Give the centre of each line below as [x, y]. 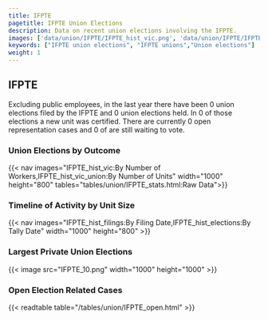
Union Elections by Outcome [65, 150]
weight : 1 [25, 53]
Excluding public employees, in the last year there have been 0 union [122, 104]
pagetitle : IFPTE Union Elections [66, 23]
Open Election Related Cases [65, 290]
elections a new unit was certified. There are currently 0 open [110, 121]
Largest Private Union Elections [71, 252]
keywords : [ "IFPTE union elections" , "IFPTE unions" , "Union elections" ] [132, 45]
